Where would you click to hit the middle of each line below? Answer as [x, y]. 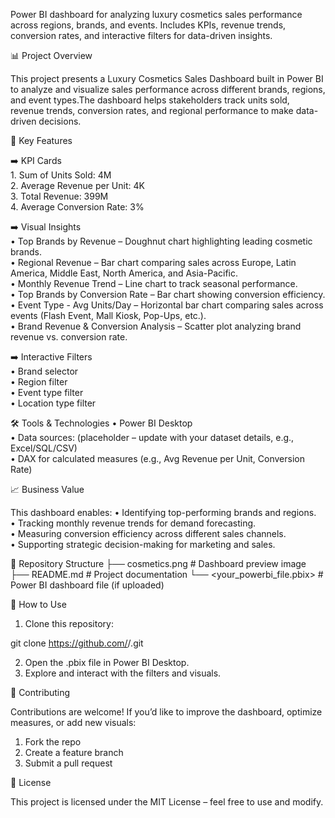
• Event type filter [47, 392]
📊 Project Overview [51, 55]
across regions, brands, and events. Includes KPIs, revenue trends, [148, 25]
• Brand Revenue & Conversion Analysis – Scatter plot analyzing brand [156, 326]
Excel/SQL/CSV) [44, 448]
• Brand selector [44, 371]
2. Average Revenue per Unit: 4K [77, 185]
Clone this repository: [69, 623]
